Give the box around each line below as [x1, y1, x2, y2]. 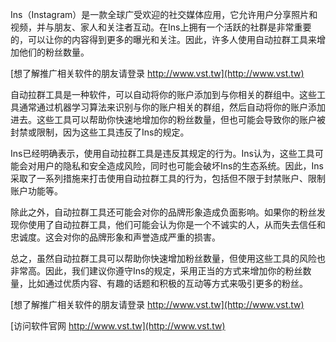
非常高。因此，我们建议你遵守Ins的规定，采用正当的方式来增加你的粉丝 [10, 265, 303, 277]
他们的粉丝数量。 [18, 46, 90, 58]
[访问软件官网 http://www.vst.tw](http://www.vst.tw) [10, 320, 226, 332]
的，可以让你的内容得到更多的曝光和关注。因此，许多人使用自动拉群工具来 [10, 34, 317, 45]
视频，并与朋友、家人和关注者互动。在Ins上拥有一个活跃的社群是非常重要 [10, 21, 312, 33]
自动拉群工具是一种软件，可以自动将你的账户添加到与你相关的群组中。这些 [10, 89, 317, 100]
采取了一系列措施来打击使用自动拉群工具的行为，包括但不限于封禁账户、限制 [10, 173, 326, 184]
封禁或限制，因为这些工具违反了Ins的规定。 [10, 126, 190, 138]
